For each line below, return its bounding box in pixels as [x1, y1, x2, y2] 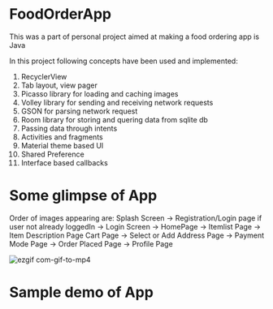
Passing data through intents [20, 123, 118, 133]
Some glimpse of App [9, 187, 158, 205]
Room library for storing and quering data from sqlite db [20, 114, 208, 124]
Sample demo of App [9, 283, 154, 302]
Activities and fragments [20, 131, 104, 142]
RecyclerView [20, 71, 67, 81]
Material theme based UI [20, 140, 104, 150]
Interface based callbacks [20, 157, 108, 167]
